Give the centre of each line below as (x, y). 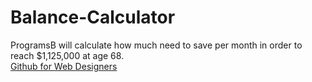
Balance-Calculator (93, 17)
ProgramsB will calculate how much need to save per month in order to (156, 45)
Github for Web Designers (64, 66)
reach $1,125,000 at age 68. (67, 55)
